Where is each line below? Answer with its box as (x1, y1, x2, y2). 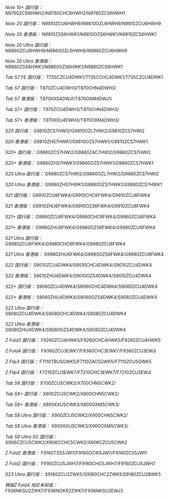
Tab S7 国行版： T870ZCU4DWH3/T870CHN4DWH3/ (5, 85, 117, 91)
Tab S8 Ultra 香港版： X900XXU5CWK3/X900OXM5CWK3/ (5, 423, 128, 429)
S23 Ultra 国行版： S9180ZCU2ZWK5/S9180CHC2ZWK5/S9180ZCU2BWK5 (5, 471, 161, 477)
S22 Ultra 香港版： (5, 321, 44, 327)
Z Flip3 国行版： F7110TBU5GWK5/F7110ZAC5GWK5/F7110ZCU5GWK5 (5, 359, 152, 365)
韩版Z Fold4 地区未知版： (5, 482, 58, 488)
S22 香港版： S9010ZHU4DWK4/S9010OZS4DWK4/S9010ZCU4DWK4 (5, 273, 152, 279)
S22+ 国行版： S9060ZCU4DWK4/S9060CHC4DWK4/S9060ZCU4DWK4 (5, 283, 158, 289)
